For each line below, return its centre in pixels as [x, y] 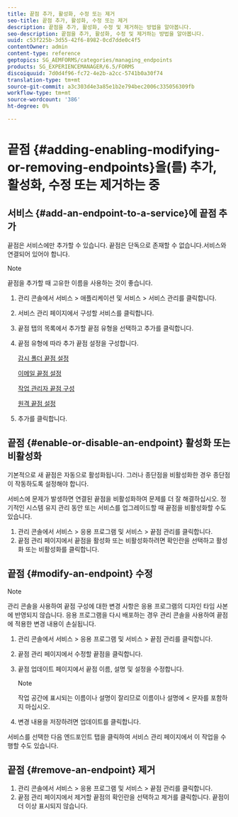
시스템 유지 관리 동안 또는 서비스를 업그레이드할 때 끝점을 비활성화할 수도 [126, 507]
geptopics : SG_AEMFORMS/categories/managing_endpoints [90, 60]
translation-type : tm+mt [44, 80]
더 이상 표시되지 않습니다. [53, 806]
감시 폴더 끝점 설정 [43, 358]
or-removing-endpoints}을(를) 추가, [112, 168]
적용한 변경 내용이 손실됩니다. [56, 623]
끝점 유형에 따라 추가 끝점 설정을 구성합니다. [78, 343]
